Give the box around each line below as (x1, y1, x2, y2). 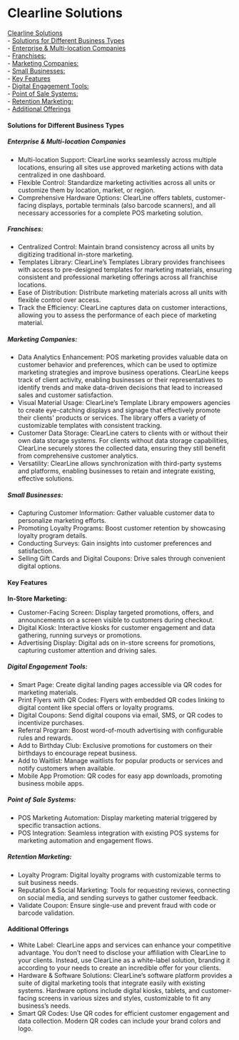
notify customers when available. (17, 764, 116, 772)
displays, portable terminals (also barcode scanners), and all (38, 201, 216, 209)
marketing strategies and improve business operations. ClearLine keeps (17, 368, 230, 376)
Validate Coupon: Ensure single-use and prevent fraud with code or (17, 901, 216, 909)
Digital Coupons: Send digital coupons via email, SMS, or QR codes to (17, 711, 223, 719)
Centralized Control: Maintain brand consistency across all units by (17, 243, 215, 251)
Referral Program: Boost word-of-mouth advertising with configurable (17, 726, 223, 734)
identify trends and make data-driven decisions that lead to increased (17, 384, 223, 392)
